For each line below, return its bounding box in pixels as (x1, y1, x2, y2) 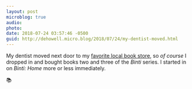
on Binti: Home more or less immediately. (6, 65, 106, 71)
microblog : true (6, 14, 46, 20)
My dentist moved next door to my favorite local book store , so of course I (6, 52, 187, 59)
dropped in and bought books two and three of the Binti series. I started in (6, 58, 187, 65)
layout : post (6, 8, 38, 15)
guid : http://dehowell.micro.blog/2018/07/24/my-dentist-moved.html (6, 36, 178, 42)
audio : (6, 19, 22, 25)
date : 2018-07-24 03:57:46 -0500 (6, 31, 89, 37)
